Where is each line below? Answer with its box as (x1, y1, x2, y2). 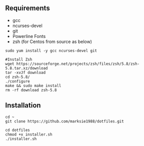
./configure (5, 78, 30, 84)
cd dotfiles (5, 127, 30, 132)
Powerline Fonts (12, 33, 46, 39)
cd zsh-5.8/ (5, 74, 30, 79)
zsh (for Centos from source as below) (12, 38, 92, 44)
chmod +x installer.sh (5, 132, 52, 137)
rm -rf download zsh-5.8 (5, 87, 57, 92)
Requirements (5, 4, 50, 12)
